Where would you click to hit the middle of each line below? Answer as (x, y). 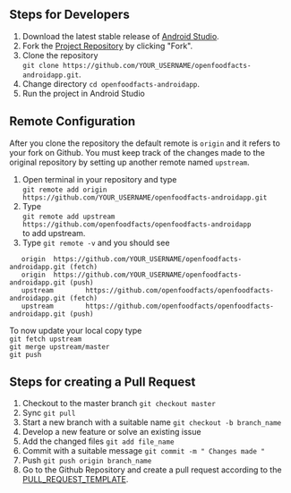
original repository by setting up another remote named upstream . (130, 162)
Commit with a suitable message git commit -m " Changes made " (144, 451)
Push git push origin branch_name (87, 461)
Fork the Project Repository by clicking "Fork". (107, 46)
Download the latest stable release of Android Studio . (120, 36)
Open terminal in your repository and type (99, 179)
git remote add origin (64, 190)
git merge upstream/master (60, 347)
